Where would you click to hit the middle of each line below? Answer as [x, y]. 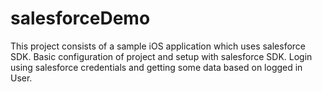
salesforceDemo [80, 18]
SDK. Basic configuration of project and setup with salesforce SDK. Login [161, 56]
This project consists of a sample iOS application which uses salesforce [158, 46]
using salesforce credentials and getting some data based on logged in [156, 67]
